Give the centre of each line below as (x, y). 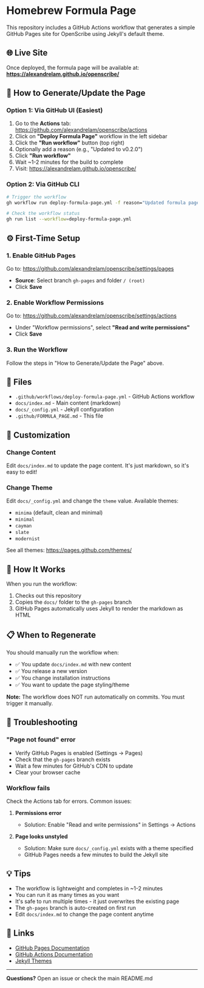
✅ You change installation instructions (63, 678)
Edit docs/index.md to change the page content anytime (84, 914)
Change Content (31, 452)
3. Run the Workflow (37, 350)
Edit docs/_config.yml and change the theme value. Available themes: (93, 501)
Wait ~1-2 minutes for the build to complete (69, 162)
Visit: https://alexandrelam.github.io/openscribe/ (76, 169)
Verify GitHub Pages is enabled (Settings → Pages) (79, 753)
